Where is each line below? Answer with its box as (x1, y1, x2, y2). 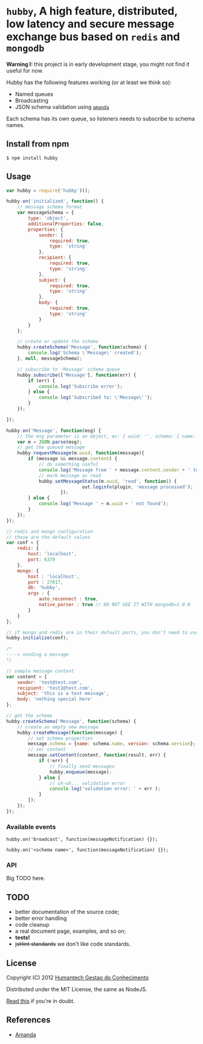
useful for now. (6, 67, 43, 74)
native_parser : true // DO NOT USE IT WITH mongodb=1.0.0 (38, 602, 190, 608)
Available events (6, 823, 56, 831)
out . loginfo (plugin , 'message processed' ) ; (82, 484, 193, 490)
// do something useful (38, 462, 98, 468)
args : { (28, 590, 50, 596)
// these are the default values (6, 534, 91, 540)
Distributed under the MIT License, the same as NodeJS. (6, 986, 147, 993)
